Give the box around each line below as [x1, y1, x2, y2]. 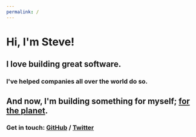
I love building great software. [6, 59, 122, 70]
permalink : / [6, 8, 39, 15]
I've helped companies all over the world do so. [6, 77, 148, 85]
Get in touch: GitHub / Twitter [6, 124, 94, 132]
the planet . [6, 105, 48, 116]
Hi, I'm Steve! [6, 35, 75, 48]
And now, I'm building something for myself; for [6, 96, 191, 106]
